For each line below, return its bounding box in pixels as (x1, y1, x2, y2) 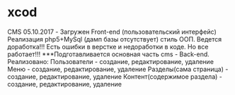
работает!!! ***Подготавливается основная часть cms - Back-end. (7, 50, 210, 58)
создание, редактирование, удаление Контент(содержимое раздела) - (7, 72, 223, 81)
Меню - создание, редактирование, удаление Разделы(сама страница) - (7, 65, 229, 73)
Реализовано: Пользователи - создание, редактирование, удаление (7, 57, 214, 65)
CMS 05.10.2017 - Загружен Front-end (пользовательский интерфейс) (7, 27, 217, 36)
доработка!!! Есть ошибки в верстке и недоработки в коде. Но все (7, 42, 209, 51)
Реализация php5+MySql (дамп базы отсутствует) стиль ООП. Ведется (7, 34, 222, 43)
